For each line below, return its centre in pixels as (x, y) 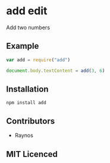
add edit (27, 11)
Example (23, 46)
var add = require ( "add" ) (38, 60)
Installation (27, 89)
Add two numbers (28, 27)
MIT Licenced (32, 154)
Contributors (31, 121)
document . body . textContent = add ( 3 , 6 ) (56, 70)
